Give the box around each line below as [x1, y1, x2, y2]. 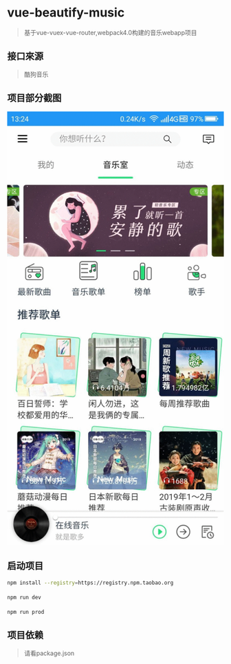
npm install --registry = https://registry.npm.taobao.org [7, 579, 174, 586]
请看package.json [23, 649, 75, 657]
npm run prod [7, 608, 45, 615]
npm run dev [7, 594, 41, 601]
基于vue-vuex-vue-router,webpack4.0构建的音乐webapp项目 [23, 28, 197, 36]
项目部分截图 [7, 92, 62, 104]
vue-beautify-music [7, 5, 125, 21]
